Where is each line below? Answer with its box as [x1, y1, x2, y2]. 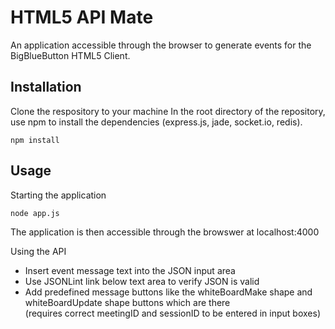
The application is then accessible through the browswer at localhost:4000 [10, 226, 320, 238]
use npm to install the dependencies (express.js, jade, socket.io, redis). [10, 116, 303, 128]
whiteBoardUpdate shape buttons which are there [24, 296, 231, 308]
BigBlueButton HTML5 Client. [10, 49, 131, 61]
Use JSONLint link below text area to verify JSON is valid [24, 275, 260, 287]
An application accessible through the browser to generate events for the [10, 39, 312, 51]
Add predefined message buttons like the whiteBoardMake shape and [24, 286, 313, 298]
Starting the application [10, 189, 107, 201]
